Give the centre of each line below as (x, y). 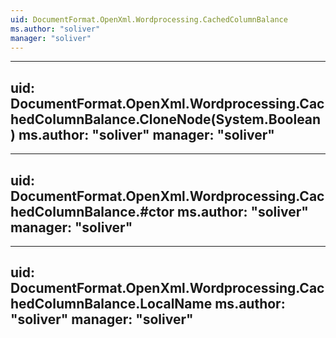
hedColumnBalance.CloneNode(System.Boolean (166, 119)
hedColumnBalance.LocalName (111, 304)
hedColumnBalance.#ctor (92, 211)
